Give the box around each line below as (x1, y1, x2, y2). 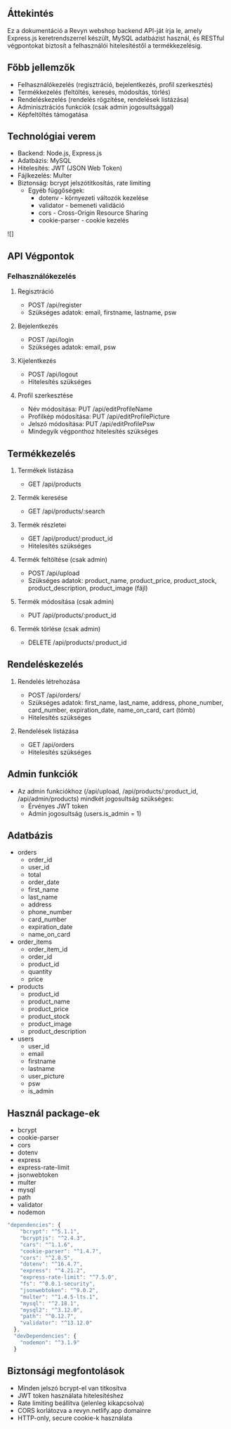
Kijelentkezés (17, 357, 57, 365)
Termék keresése (17, 493, 68, 501)
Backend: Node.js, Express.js (17, 149, 103, 157)
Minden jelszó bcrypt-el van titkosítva (17, 1383, 127, 1392)
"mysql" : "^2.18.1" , (20, 1300, 80, 1307)
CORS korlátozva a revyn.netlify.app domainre (17, 1406, 152, 1414)
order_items (17, 937, 53, 946)
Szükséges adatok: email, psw (27, 343, 117, 352)
